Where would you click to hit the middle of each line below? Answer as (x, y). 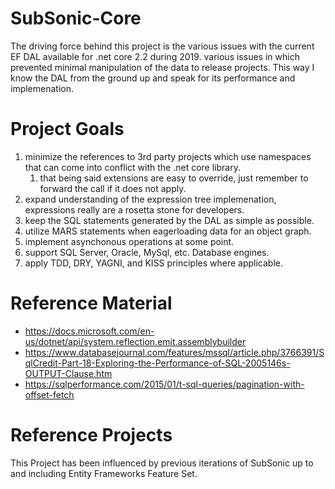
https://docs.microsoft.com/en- (89, 331)
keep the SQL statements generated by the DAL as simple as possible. (169, 220)
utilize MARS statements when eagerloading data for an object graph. (168, 231)
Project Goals (67, 129)
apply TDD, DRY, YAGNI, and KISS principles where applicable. (153, 263)
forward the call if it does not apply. (113, 188)
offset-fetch (49, 394)
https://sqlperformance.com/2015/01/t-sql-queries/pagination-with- (164, 384)
